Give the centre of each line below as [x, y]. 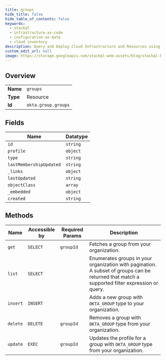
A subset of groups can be [120, 270]
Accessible [41, 229]
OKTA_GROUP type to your [117, 303]
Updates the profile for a [118, 338]
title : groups [20, 10]
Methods [19, 216]
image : [12, 56]
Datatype [77, 136]
